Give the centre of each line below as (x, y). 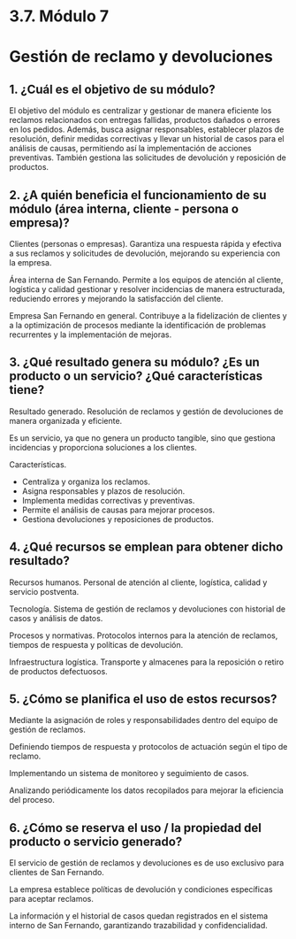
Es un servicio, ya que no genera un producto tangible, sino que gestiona (142, 438)
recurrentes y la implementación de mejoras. (91, 335)
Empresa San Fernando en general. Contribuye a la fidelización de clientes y (148, 316)
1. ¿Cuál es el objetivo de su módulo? (112, 89)
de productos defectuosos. (58, 671)
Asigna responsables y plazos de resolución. (103, 491)
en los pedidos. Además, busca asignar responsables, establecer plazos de (147, 129)
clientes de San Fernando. (57, 873)
